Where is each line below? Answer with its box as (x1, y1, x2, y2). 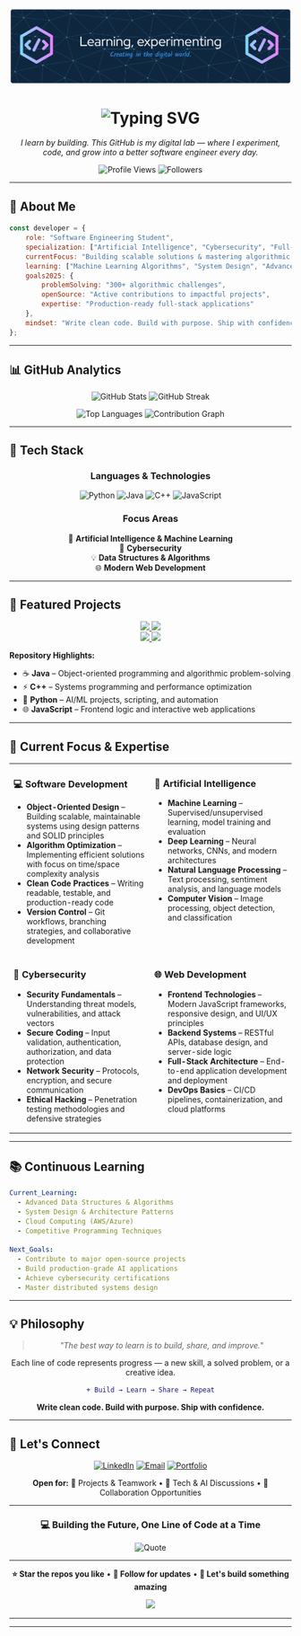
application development (195, 1065, 288, 1076)
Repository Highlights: (9, 650, 96, 661)
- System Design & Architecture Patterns (17, 1207, 175, 1216)
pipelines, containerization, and (167, 1093, 283, 1104)
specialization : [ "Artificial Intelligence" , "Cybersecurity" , (25, 243, 267, 252)
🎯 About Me (9, 199, 76, 214)
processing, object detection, (167, 903, 276, 914)
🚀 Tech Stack (9, 442, 84, 457)
